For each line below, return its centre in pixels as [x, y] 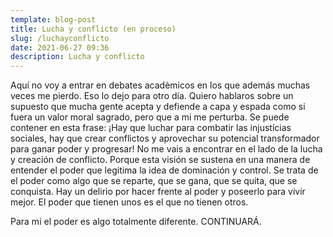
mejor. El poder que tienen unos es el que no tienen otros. [129, 202]
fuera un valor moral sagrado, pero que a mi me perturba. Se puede [150, 117]
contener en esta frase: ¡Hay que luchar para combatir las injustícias [151, 128]
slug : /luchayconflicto [60, 38]
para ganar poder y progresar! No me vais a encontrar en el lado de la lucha [166, 149]
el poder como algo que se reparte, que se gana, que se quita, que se [154, 181]
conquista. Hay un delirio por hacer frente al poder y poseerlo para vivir [158, 192]
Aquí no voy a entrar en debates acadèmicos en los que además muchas [160, 85]
